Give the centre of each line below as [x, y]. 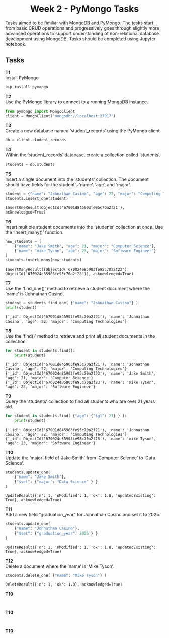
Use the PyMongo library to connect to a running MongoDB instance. [77, 102]
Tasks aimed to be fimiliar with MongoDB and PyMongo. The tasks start [79, 23]
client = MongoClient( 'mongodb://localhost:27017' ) [60, 116]
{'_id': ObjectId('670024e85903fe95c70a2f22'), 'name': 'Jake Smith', [81, 373]
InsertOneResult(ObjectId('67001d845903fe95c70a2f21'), [65, 207]
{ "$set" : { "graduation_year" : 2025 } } [56, 533]
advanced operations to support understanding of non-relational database [82, 33]
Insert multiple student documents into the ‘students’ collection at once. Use [84, 227]
